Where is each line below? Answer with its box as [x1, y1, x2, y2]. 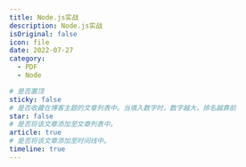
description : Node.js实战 [9, 21, 102, 30]
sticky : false [9, 95, 62, 104]
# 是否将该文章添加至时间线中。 [9, 137, 111, 146]
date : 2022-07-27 [9, 46, 74, 55]
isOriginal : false [9, 29, 78, 38]
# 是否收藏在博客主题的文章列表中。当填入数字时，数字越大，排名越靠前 [9, 103, 236, 112]
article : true [9, 128, 62, 138]
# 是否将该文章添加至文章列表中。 [9, 120, 118, 129]
